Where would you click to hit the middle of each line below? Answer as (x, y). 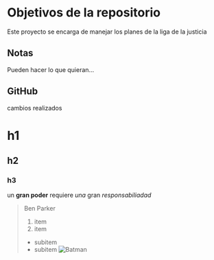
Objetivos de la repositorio (84, 13)
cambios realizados (35, 108)
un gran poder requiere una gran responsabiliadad (79, 195)
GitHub (23, 92)
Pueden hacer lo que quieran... (51, 69)
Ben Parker (40, 209)
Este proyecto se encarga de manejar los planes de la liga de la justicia (107, 32)
